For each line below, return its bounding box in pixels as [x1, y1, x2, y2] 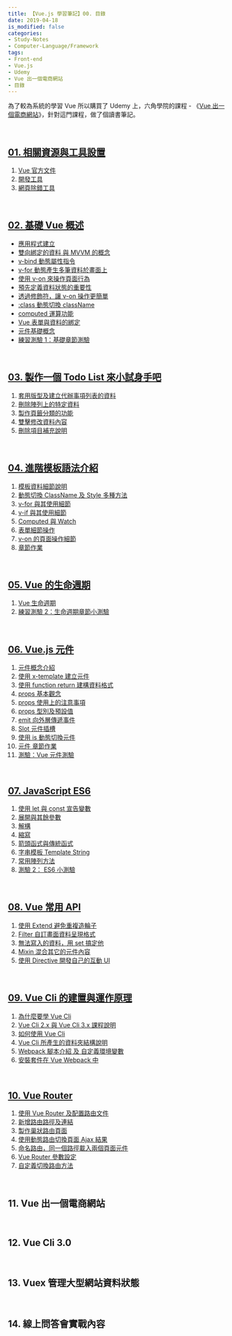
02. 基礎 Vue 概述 [8, 219, 84, 231]
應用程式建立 [17, 239, 55, 248]
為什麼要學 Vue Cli [17, 1012, 72, 1020]
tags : [8, 50, 24, 57]
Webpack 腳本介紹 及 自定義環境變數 [17, 1047, 124, 1055]
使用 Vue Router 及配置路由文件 [17, 1109, 109, 1117]
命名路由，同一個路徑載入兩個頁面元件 [17, 1144, 128, 1152]
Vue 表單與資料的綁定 [17, 318, 81, 326]
